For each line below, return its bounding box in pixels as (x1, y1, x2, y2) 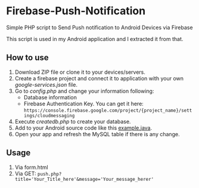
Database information (23, 93, 77, 101)
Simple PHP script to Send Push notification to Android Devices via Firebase (6, 24, 193, 31)
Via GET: (14, 170, 37, 177)
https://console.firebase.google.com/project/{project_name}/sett (23, 107, 192, 114)
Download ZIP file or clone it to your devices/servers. (14, 68, 146, 76)
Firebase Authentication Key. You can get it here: (23, 100, 144, 107)
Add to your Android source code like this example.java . (14, 124, 153, 131)
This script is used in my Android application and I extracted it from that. (6, 35, 184, 42)
